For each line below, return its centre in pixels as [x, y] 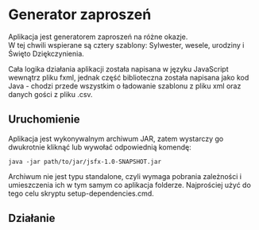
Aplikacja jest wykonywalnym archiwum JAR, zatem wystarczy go [116, 138]
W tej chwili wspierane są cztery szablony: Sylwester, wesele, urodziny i [126, 45]
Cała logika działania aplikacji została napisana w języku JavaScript [118, 68]
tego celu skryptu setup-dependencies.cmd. [81, 193]
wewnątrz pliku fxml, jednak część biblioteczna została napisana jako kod [129, 77]
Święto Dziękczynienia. [46, 53]
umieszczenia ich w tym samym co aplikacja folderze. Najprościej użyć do [130, 185]
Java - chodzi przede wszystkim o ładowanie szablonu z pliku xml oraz [125, 86]
